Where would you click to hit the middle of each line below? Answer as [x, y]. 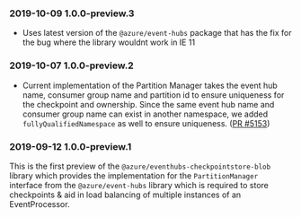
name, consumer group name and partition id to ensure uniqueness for [153, 95]
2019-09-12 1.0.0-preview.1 [71, 146]
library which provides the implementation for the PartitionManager [134, 175]
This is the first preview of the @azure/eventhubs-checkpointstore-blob [140, 166]
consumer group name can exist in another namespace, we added [145, 114]
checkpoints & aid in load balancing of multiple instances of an [125, 195]
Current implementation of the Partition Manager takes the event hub [150, 85]
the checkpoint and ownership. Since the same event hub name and [148, 104]
